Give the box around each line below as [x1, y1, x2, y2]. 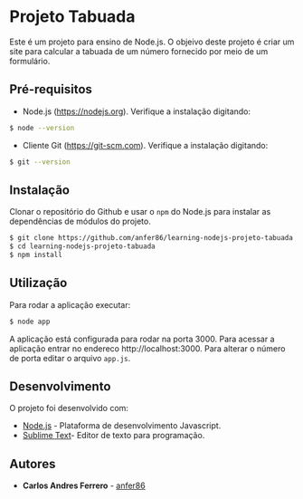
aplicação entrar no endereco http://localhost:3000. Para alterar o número [9, 342, 286, 354]
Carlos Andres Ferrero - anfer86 [22, 480, 147, 491]
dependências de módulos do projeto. [9, 216, 151, 227]
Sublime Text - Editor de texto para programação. [22, 430, 205, 441]
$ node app [9, 317, 51, 326]
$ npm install [9, 251, 63, 260]
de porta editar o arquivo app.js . [9, 352, 131, 363]
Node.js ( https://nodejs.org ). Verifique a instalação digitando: [22, 106, 251, 117]
